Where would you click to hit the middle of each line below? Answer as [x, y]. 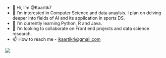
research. [22, 34]
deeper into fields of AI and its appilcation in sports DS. [69, 18]
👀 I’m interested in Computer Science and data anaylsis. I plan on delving [87, 13]
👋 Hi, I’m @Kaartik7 [32, 8]
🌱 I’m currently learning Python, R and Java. [57, 23]
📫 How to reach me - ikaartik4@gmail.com [56, 39]
